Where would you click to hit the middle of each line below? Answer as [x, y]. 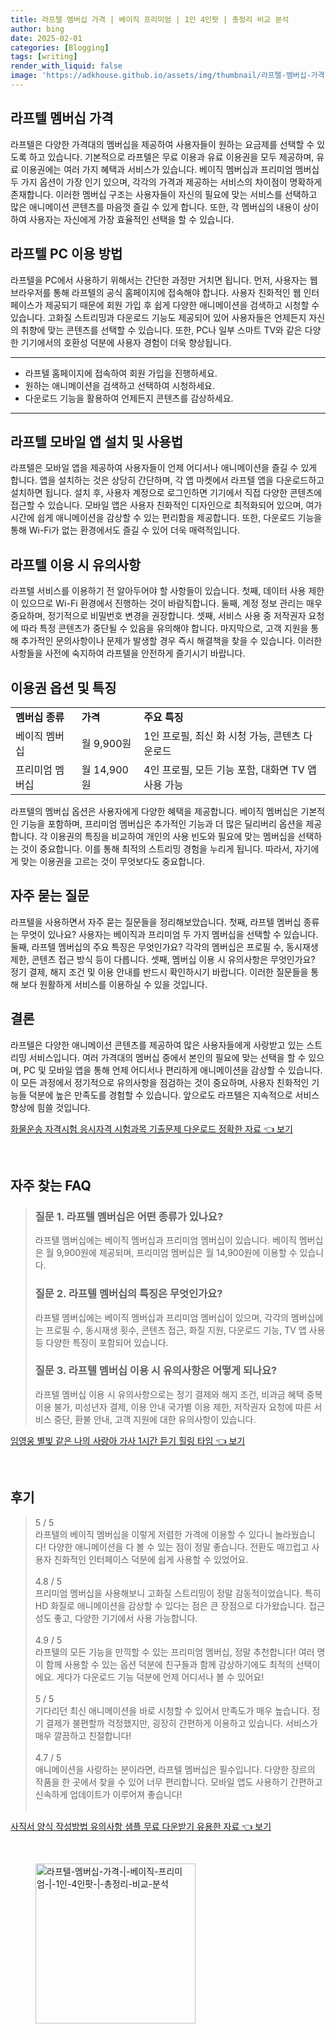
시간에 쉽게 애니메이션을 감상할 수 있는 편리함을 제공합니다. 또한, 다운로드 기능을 [166, 518]
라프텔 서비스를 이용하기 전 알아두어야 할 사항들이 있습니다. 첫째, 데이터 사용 [158, 591]
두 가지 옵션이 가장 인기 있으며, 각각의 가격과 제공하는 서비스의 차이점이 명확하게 [166, 182]
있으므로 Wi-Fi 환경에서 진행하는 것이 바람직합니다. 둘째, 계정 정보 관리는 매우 [171, 603]
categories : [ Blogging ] [60, 47]
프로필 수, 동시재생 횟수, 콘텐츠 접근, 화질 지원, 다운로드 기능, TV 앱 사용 [185, 1330]
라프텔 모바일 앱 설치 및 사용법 [97, 441]
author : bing [37, 29]
